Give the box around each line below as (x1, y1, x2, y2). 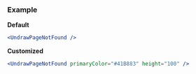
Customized (7, 47, 43, 55)
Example (7, 5, 38, 15)
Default (7, 21, 29, 29)
